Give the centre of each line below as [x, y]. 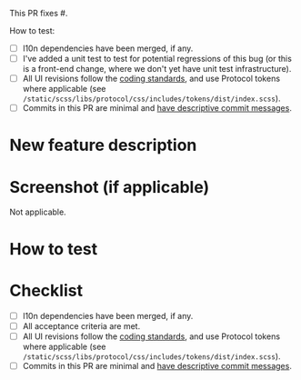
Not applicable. [38, 212]
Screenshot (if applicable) [110, 187]
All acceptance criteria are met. [81, 325]
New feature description [103, 145]
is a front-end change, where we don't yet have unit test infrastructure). [157, 69]
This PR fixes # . [39, 13]
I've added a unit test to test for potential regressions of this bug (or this [157, 59]
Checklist [46, 290]
